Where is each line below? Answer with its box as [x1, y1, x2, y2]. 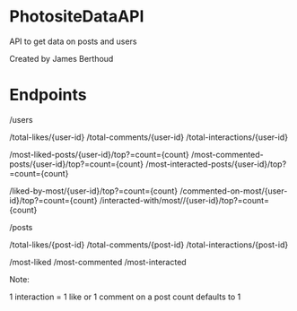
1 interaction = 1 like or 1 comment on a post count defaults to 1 [9, 291, 241, 302]
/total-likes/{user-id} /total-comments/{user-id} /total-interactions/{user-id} [9, 132, 289, 143]
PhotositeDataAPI [9, 6, 144, 27]
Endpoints [9, 85, 87, 105]
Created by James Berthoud [9, 53, 114, 64]
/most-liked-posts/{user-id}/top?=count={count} [9, 149, 190, 160]
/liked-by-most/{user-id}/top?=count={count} [9, 186, 178, 196]
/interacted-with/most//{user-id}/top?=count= [99, 194, 269, 205]
